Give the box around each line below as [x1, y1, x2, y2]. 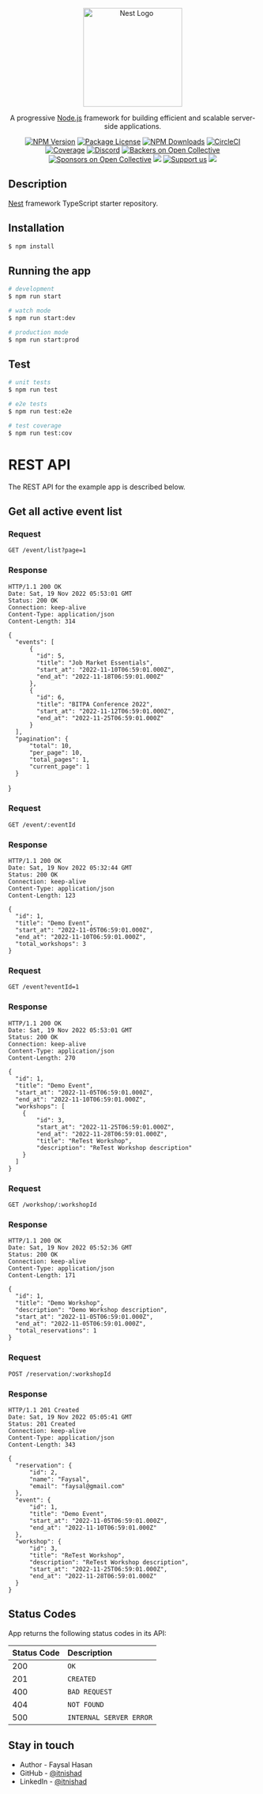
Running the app [8, 264, 91, 277]
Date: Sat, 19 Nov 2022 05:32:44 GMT [8, 864, 133, 873]
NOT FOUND [67, 1700, 104, 1709]
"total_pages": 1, [28, 756, 90, 763]
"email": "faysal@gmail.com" [28, 1482, 126, 1490]
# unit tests [8, 379, 51, 386]
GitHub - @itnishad [19, 1768, 83, 1777]
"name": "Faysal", [28, 1475, 90, 1483]
